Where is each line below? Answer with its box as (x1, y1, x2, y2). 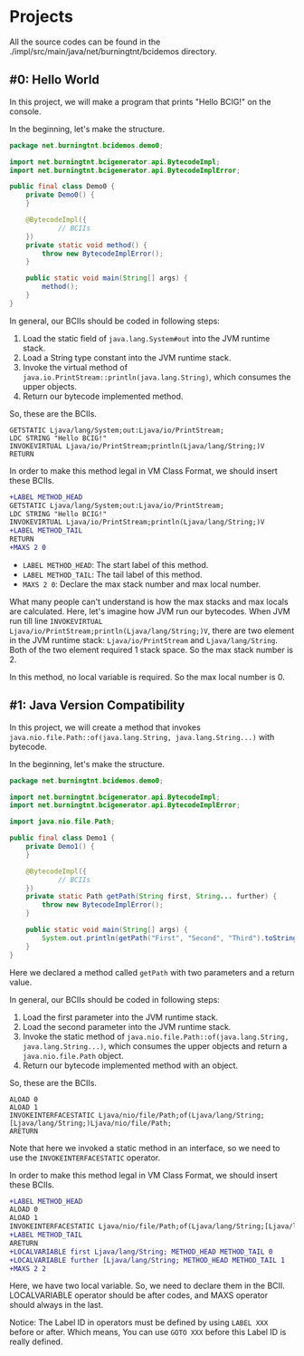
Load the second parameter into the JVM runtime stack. (22, 1021, 232, 1032)
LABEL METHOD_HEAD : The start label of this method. (22, 559, 209, 570)
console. (9, 106, 43, 117)
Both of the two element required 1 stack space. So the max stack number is (9, 644, 294, 655)
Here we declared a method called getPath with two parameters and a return (9, 967, 295, 977)
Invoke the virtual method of (22, 361, 128, 372)
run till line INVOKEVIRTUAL (9, 615, 103, 626)
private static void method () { (25, 240, 147, 250)
